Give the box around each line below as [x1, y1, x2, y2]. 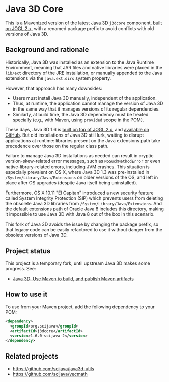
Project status [5, 247, 51, 255]
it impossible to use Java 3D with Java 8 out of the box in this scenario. [5, 211, 155, 217]
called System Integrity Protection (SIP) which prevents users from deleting [5, 195, 163, 201]
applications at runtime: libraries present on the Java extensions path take [5, 137, 160, 143]
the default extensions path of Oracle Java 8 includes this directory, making [5, 206, 164, 212]
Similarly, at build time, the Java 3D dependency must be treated [12, 111, 149, 117]
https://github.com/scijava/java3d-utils [12, 365, 94, 372]
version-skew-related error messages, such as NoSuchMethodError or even [5, 158, 160, 164]
